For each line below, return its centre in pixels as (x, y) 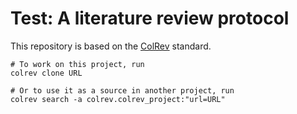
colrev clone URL (46, 73)
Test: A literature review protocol (150, 18)
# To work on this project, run (77, 64)
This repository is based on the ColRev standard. (111, 46)
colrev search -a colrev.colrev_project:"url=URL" (118, 99)
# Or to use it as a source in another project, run (122, 90)
